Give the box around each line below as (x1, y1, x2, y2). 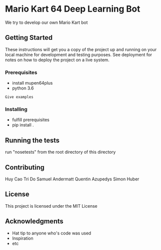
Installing (5, 106, 28, 112)
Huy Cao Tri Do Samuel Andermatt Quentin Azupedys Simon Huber (5, 176, 140, 182)
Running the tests (5, 136, 60, 144)
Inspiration (12, 235, 33, 241)
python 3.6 (12, 85, 34, 91)
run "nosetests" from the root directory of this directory (5, 149, 116, 155)
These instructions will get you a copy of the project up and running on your (5, 46, 157, 52)
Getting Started (5, 34, 53, 42)
